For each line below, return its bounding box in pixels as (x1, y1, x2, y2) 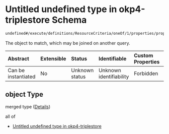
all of (5, 113, 16, 119)
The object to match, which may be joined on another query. (5, 40, 131, 46)
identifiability (98, 73, 129, 80)
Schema (52, 14, 87, 26)
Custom (134, 52, 153, 59)
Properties (134, 58, 160, 65)
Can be (8, 66, 25, 74)
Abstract (8, 55, 29, 62)
